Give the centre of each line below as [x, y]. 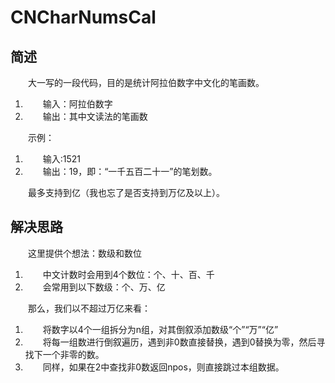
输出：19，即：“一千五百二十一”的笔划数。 [130, 171]
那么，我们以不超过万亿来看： [89, 308]
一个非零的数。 [73, 354]
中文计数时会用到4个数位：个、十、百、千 [128, 274]
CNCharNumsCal [83, 17]
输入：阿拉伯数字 [77, 104]
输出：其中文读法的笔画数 [95, 116]
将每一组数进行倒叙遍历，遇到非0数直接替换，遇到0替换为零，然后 [179, 342]
